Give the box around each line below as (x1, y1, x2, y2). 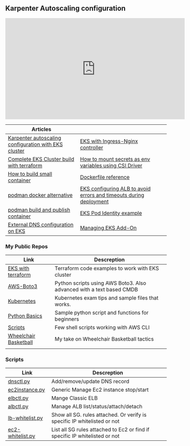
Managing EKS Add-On (80, 224, 137, 231)
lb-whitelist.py (8, 415, 44, 422)
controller (80, 144, 103, 151)
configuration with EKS (8, 141, 63, 148)
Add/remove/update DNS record (51, 378, 130, 385)
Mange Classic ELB (51, 395, 98, 402)
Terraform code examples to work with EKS (54, 265, 159, 272)
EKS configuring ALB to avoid (80, 185, 151, 192)
